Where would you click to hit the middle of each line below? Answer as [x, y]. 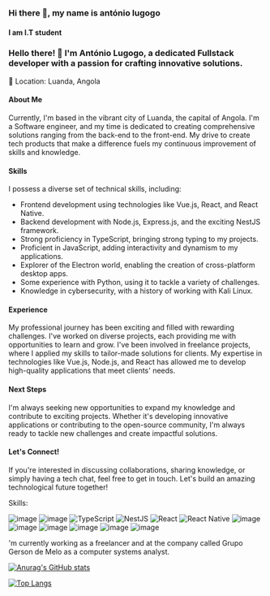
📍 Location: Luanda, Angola [54, 81]
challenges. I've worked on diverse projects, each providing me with [122, 336]
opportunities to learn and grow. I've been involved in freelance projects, [130, 345]
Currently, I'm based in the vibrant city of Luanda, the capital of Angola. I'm [134, 118]
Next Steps [28, 390]
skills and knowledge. [45, 153]
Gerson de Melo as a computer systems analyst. [89, 551]
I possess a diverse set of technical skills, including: [95, 189]
